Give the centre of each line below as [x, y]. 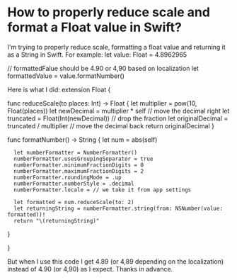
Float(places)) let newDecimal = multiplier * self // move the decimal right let [118, 111]
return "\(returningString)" [57, 220]
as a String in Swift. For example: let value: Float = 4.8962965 [97, 55]
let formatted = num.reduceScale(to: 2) [74, 202]
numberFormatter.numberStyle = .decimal [74, 184]
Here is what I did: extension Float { [59, 89]
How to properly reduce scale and [109, 12]
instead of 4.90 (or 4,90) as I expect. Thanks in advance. [90, 269]
